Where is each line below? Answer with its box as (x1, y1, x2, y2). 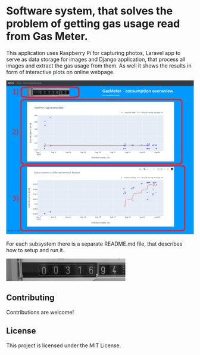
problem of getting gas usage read (6, 17, 180, 30)
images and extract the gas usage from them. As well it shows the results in (6, 62, 192, 69)
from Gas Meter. (6, 30, 88, 43)
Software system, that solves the (6, 4, 173, 18)
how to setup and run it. (6, 246, 64, 253)
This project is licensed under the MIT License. (6, 342, 121, 349)
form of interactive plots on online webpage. (6, 68, 115, 75)
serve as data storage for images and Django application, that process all (6, 56, 186, 63)
